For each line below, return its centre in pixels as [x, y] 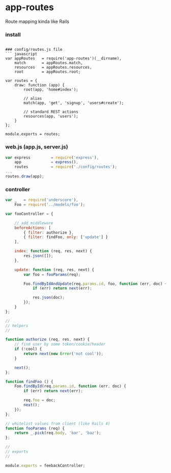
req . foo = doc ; [40, 400]
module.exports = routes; [33, 134]
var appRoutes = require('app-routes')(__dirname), [64, 58]
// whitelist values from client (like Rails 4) [58, 424]
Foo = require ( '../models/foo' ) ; [50, 205]
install [13, 35]
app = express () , [47, 162]
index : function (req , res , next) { [53, 251]
